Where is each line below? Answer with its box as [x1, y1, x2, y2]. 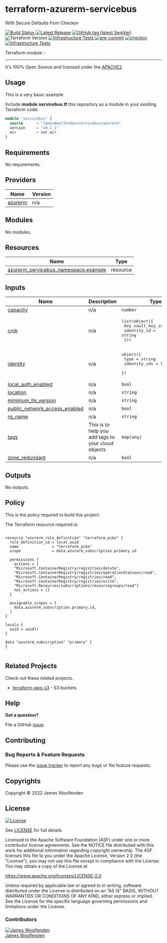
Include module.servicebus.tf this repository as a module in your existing [5, 101, 157, 107]
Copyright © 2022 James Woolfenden [5, 790, 83, 796]
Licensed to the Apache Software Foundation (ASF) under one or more [5, 837, 150, 843]
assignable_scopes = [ [9, 600, 57, 605]
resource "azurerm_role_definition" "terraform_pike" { [5, 535, 123, 540]
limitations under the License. [5, 903, 66, 909]
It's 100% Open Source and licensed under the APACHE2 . [5, 64, 123, 70]
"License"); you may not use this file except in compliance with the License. [5, 858, 161, 864]
